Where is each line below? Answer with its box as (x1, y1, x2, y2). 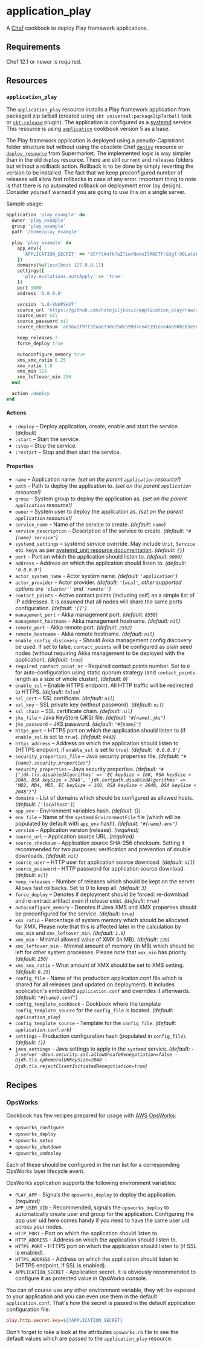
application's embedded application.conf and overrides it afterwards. (14, 988, 190, 995)
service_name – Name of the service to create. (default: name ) (14, 521, 166, 528)
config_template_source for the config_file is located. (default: (14, 1007, 174, 1014)
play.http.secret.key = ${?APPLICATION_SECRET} (6, 1317, 123, 1323)
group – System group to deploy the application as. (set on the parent (14, 495, 187, 502)
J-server (14, 1052, 37, 1058)
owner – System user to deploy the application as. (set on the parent (14, 508, 184, 516)
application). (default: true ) (14, 656, 83, 663)
